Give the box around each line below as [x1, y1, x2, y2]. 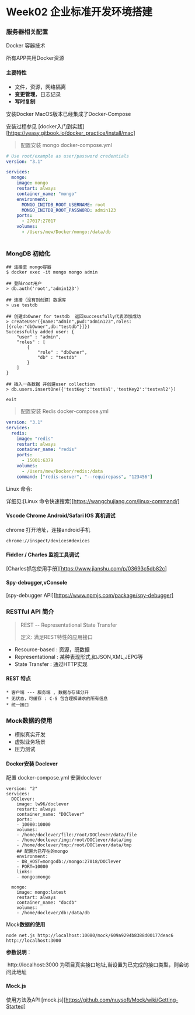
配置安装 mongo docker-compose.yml [20, 141, 112, 148]
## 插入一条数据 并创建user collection [6, 381, 95, 387]
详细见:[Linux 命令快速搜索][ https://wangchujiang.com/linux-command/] [6, 497, 180, 504]
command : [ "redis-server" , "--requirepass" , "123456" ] [16, 474, 153, 480]
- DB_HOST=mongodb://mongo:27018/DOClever [16, 859, 121, 864]
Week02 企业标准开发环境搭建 [6, 5, 153, 19]
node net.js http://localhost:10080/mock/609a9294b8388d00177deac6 [6, 932, 174, 939]
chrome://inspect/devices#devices [6, 538, 90, 544]
